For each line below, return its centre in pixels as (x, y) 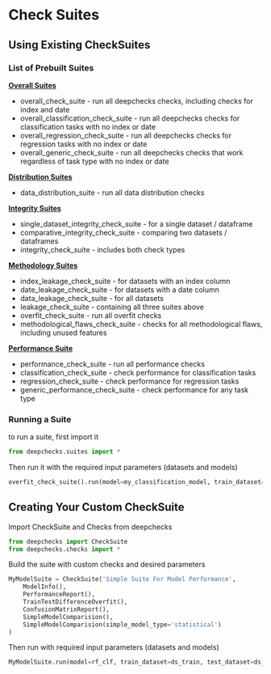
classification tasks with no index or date (88, 126)
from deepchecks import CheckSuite (68, 541)
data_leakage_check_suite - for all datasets (92, 298)
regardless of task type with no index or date (94, 161)
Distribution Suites (40, 176)
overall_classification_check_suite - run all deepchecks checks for (130, 118)
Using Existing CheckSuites (79, 45)
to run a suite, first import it (54, 437)
